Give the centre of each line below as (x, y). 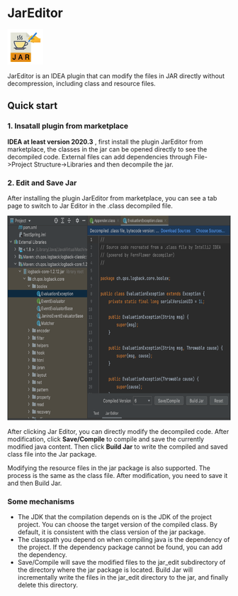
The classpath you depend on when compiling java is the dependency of (124, 540)
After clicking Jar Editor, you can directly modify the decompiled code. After (118, 431)
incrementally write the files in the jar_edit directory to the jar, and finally (123, 578)
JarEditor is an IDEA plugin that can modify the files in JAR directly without (116, 75)
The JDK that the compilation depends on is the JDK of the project (115, 517)
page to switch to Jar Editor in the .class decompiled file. (90, 206)
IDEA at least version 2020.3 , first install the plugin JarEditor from (105, 142)
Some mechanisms (41, 501)
